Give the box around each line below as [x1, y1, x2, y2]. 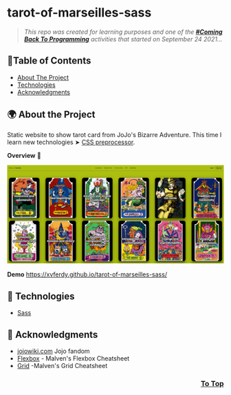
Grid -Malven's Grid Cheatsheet [16, 362, 108, 370]
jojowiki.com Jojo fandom [16, 347, 91, 356]
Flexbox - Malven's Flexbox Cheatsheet [16, 354, 130, 363]
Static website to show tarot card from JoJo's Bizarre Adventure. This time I [7, 130, 222, 139]
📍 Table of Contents [7, 55, 91, 67]
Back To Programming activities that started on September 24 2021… [23, 34, 223, 43]
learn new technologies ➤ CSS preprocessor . [7, 138, 135, 146]
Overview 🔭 [7, 151, 41, 159]
